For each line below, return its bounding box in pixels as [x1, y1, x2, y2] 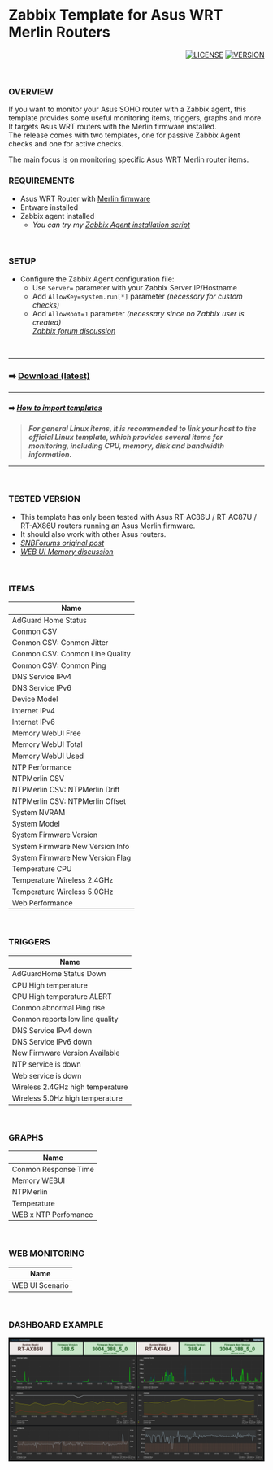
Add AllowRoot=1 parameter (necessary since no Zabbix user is [32, 308, 245, 318]
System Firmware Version [11, 830, 98, 840]
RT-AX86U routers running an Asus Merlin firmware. [19, 521, 196, 530]
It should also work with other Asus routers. [19, 529, 167, 539]
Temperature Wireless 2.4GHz [11, 875, 114, 885]
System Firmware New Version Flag [11, 853, 132, 862]
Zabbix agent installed [19, 211, 95, 220]
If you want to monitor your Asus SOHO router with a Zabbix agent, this [8, 104, 247, 115]
